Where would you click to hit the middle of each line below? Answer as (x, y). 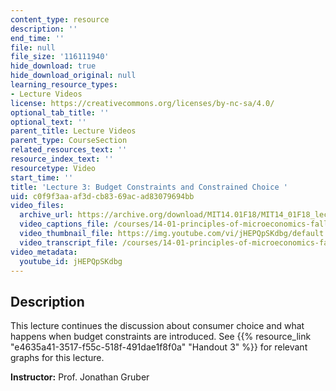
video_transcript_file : (68, 242)
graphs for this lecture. (57, 358)
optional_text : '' (48, 122)
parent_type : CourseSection (69, 141)
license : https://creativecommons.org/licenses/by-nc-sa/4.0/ (142, 103)
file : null (33, 47)
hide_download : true (53, 66)
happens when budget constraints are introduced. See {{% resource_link (161, 337)
